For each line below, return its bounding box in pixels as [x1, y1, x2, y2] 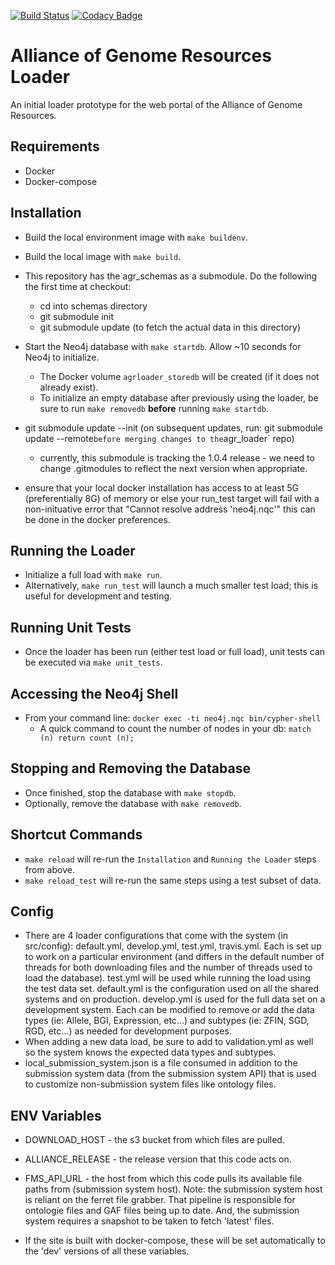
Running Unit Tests [10, 619, 132, 636]
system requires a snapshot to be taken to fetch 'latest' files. [24, 1215, 275, 1227]
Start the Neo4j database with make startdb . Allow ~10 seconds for [24, 340, 302, 352]
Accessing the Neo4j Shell [10, 685, 179, 702]
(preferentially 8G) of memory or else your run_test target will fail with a [24, 492, 320, 504]
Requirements [10, 138, 100, 155]
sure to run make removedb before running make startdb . [39, 402, 269, 414]
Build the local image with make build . [24, 250, 182, 262]
